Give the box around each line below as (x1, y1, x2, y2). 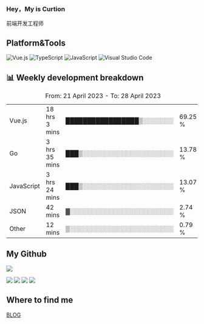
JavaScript (9, 181, 41, 190)
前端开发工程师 (6, 19, 44, 27)
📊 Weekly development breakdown (6, 72, 144, 83)
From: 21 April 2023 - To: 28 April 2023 (45, 91, 161, 100)
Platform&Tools (6, 38, 66, 48)
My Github (6, 249, 47, 259)
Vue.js (9, 116, 27, 125)
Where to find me (6, 295, 73, 305)
